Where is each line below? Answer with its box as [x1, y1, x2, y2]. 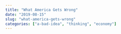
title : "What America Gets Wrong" [5, 7, 78, 12]
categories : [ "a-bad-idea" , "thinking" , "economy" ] [5, 21, 116, 26]
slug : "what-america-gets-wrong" [5, 16, 76, 21]
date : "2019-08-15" [5, 12, 47, 17]
